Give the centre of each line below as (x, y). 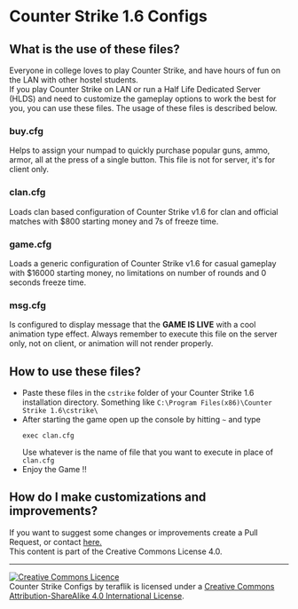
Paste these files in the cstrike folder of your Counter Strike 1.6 (138, 393)
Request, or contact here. (55, 542)
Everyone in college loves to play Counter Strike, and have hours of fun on (145, 70)
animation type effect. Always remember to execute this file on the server (143, 334)
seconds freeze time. (48, 282)
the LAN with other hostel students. (74, 80)
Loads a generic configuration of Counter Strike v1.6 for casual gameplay (143, 263)
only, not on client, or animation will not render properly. (111, 344)
